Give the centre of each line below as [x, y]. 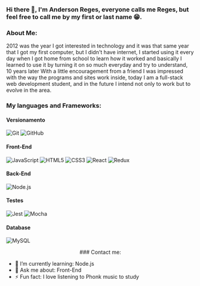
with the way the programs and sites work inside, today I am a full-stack [95, 77]
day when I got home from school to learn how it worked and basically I [94, 58]
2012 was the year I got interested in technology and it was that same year [98, 46]
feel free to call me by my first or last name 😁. [74, 17]
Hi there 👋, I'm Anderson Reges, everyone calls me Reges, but [98, 10]
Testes [15, 200]
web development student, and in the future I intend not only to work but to [99, 84]
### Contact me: [100, 252]
